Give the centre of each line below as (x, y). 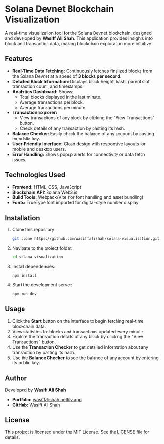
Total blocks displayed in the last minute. (60, 97)
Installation (23, 218)
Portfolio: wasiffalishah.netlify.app (47, 399)
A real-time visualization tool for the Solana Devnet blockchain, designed (78, 33)
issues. (19, 159)
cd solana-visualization (37, 257)
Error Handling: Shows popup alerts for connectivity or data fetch (79, 154)
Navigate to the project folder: (42, 248)
